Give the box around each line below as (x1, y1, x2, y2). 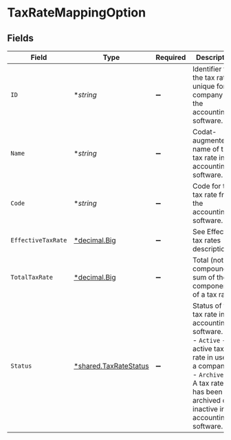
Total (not (192, 255, 224, 264)
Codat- (192, 127, 217, 136)
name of (192, 145, 220, 154)
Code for (192, 181, 221, 191)
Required (155, 53, 186, 62)
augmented (192, 136, 230, 145)
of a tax (192, 290, 217, 299)
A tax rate (192, 379, 224, 388)
